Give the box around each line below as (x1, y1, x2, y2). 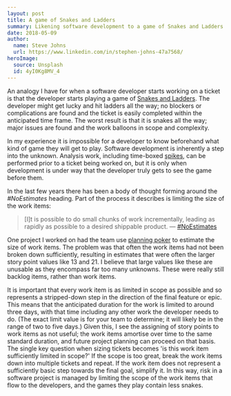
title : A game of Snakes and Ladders (7, 17, 116, 23)
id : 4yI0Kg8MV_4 (13, 68, 60, 75)
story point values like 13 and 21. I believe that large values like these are (7, 257, 213, 266)
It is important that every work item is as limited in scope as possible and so (7, 286, 223, 294)
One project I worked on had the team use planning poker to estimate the (7, 235, 215, 244)
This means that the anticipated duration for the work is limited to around (7, 300, 214, 308)
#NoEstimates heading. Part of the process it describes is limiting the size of (7, 194, 225, 202)
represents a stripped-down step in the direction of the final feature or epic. (7, 293, 222, 301)
